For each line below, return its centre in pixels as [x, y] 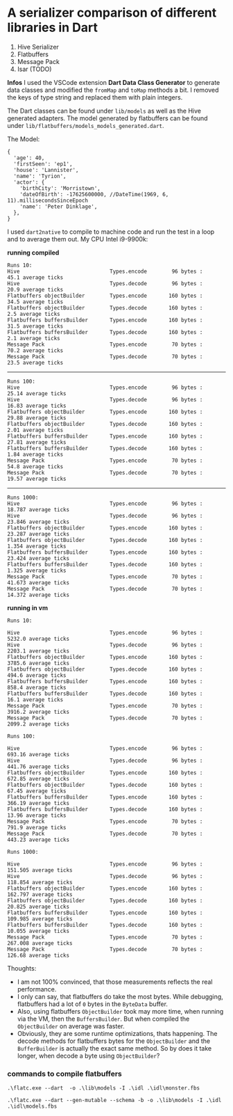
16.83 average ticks [37, 406]
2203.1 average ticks [38, 651]
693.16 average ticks [38, 754]
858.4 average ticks [37, 687]
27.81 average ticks [37, 442]
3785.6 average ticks [38, 663]
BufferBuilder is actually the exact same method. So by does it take [114, 1048]
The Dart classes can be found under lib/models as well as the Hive [104, 111]
